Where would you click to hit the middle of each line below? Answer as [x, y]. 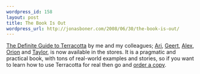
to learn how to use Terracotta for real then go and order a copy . [86, 65]
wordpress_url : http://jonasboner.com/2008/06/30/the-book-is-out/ [93, 29]
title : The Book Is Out [36, 23]
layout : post [23, 17]
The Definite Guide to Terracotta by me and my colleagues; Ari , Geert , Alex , [100, 46]
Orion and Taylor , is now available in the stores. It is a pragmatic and [91, 52]
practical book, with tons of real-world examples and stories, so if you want [100, 58]
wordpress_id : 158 [29, 12]
